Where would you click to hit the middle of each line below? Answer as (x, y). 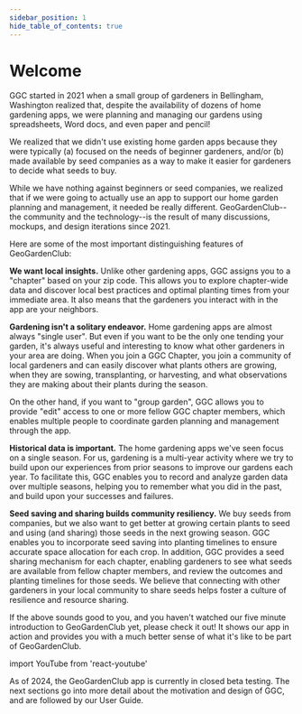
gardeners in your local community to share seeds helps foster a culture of (148, 590)
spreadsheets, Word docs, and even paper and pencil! (110, 125)
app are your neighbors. (54, 310)
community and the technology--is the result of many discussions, (146, 217)
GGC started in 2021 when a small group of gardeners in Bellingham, (137, 96)
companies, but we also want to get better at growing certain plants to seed (150, 524)
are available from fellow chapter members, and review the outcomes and (146, 571)
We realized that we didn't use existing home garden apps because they (143, 142)
